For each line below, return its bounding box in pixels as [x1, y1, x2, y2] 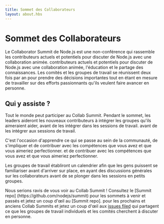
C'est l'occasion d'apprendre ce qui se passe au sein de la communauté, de [5, 137, 158, 143]
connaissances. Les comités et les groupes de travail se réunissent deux [5, 69, 151, 76]
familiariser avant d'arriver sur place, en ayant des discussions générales [5, 168, 152, 174]
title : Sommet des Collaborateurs [5, 7, 76, 12]
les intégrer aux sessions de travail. [5, 128, 77, 134]
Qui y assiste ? [5, 99, 50, 108]
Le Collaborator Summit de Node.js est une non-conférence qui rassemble [5, 49, 155, 55]
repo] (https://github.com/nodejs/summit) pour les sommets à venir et [5, 193, 146, 199]
